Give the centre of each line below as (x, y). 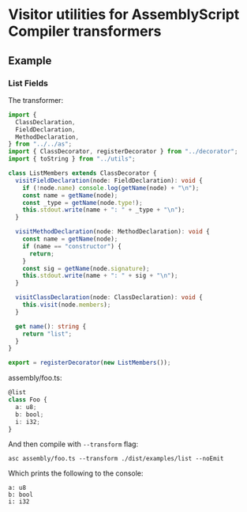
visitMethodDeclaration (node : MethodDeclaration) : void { (113, 232)
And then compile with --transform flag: (73, 444)
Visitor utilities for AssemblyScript (124, 15)
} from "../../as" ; (40, 144)
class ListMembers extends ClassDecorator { (82, 173)
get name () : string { (51, 326)
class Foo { (28, 400)
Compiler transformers (85, 31)
